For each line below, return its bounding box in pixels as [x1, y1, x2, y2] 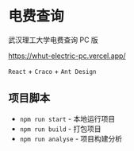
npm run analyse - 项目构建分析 [19, 134, 123, 143]
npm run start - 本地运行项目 [19, 114, 116, 123]
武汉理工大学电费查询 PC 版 [8, 35, 99, 45]
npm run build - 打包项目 [19, 124, 101, 134]
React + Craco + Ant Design [8, 66, 97, 75]
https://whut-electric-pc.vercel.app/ [8, 51, 126, 60]
